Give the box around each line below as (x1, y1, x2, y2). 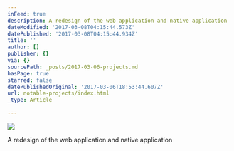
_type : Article (7, 97, 53, 104)
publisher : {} (7, 51, 50, 58)
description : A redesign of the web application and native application (7, 17, 228, 24)
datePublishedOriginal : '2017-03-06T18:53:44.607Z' (7, 83, 164, 90)
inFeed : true (7, 10, 46, 18)
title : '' (7, 37, 37, 44)
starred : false (7, 76, 53, 84)
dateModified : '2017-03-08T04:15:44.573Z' (7, 24, 135, 31)
